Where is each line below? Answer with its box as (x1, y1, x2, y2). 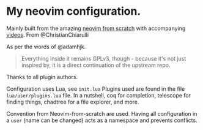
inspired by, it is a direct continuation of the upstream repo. (21, 61, 171, 69)
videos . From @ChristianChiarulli (6, 31, 89, 38)
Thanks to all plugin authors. (6, 73, 78, 80)
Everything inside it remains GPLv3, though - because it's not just (21, 55, 186, 62)
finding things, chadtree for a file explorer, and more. (6, 98, 139, 105)
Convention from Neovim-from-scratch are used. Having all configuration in (6, 110, 197, 117)
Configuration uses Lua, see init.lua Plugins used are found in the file (6, 85, 185, 93)
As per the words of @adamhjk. (6, 43, 86, 50)
